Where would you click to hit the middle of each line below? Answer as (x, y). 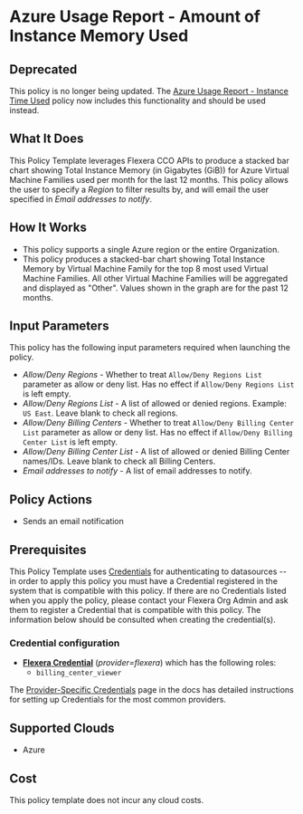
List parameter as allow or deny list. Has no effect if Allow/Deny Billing (157, 433)
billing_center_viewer (79, 673)
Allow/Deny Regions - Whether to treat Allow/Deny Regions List (142, 375)
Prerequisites (48, 550)
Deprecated (43, 69)
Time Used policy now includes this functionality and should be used (137, 101)
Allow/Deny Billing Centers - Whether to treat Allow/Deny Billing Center (158, 423)
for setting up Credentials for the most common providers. (118, 700)
